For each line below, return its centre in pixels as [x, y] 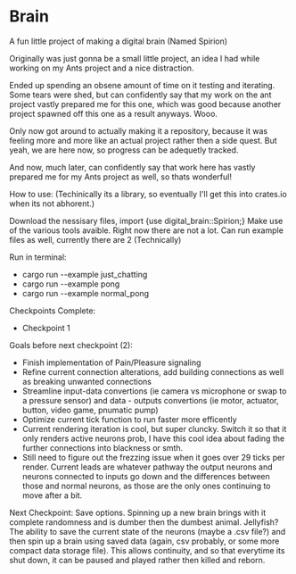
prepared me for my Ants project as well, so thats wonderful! [120, 177]
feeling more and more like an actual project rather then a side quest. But [144, 140]
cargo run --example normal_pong [86, 293]
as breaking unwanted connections [87, 381]
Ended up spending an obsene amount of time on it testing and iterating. [142, 85]
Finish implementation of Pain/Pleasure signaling [111, 362]
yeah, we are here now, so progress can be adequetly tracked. [124, 150]
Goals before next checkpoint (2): [71, 345]
